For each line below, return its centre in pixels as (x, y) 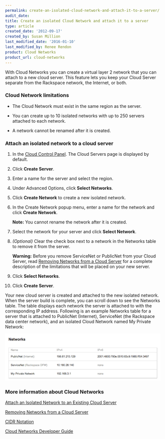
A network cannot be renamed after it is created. (62, 131)
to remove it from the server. (41, 247)
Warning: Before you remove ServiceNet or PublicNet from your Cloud (84, 256)
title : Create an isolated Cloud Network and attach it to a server (77, 21)
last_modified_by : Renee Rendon (38, 47)
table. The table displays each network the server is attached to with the (79, 306)
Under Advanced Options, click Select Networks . (63, 188)
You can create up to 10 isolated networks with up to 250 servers (78, 116)
